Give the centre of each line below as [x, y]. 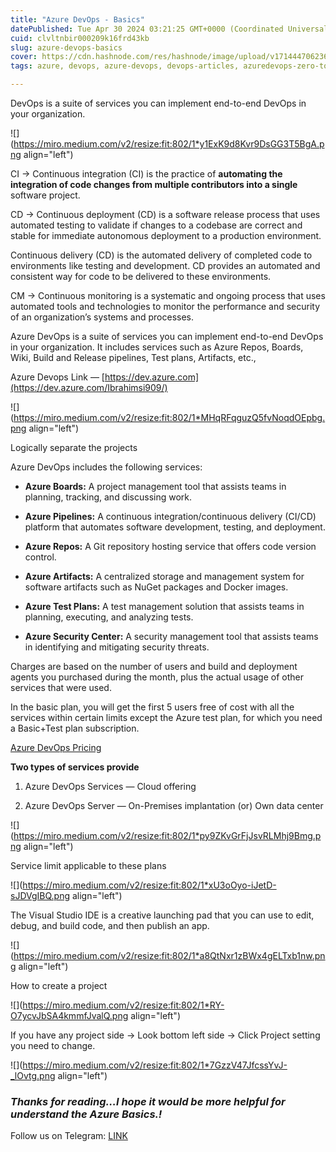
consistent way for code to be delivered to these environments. [141, 276]
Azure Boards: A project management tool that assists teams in [155, 486]
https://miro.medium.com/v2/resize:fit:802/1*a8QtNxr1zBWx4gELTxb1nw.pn [169, 955]
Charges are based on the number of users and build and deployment [154, 666]
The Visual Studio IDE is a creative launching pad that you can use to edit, [162, 915]
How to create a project [59, 985]
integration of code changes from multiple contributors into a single [154, 184]
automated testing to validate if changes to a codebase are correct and [156, 225]
